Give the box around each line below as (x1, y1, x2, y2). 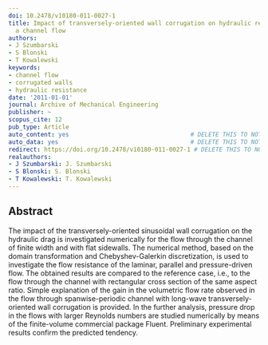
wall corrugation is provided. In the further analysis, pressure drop (37, 302, 255, 311)
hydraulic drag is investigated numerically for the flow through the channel (8, 234, 253, 244)
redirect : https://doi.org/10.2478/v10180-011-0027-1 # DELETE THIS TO (8, 145, 251, 153)
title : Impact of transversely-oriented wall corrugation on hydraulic (8, 19, 251, 27)
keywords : (8, 64, 41, 72)
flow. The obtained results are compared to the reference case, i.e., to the (8, 268, 250, 278)
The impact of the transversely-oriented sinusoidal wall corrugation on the (8, 225, 253, 236)
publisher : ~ (8, 109, 52, 117)
